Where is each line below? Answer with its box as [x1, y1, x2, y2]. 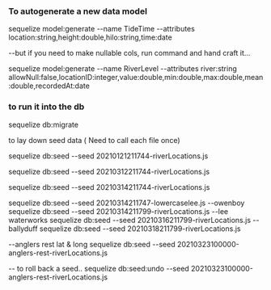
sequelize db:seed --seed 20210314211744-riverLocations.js [8, 182, 210, 191]
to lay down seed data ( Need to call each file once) [8, 135, 180, 145]
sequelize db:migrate [8, 120, 79, 129]
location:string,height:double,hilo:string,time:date [8, 32, 172, 42]
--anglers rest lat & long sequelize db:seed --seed [8, 239, 176, 249]
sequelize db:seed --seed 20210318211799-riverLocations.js [39, 224, 241, 233]
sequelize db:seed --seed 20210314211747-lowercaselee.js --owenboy [8, 198, 245, 208]
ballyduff [8, 224, 38, 233]
